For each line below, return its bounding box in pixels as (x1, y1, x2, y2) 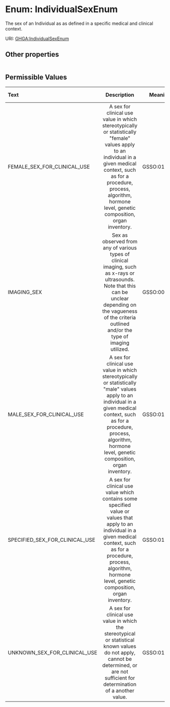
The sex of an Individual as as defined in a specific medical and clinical (5, 20, 153, 26)
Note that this (103, 282, 136, 289)
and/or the (107, 326, 133, 333)
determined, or (102, 661, 138, 668)
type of (111, 333, 129, 340)
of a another (105, 687, 135, 694)
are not (111, 668, 129, 675)
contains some (102, 495, 138, 502)
